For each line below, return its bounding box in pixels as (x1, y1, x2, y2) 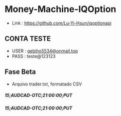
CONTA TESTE (4, 34, 51, 43)
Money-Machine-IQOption (4, 3, 117, 15)
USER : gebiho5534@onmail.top (11, 47, 78, 53)
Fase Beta (4, 67, 36, 76)
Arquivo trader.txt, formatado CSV (11, 81, 82, 87)
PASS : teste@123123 (11, 53, 56, 59)
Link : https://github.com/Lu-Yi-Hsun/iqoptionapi (11, 20, 112, 26)
